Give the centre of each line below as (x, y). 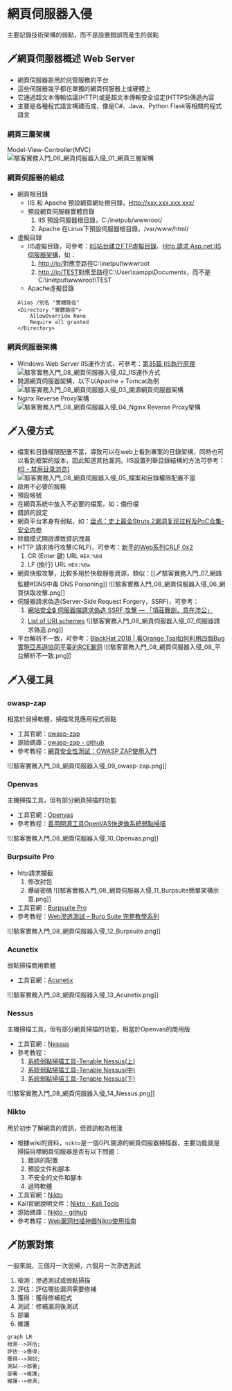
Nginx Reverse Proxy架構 (53, 398)
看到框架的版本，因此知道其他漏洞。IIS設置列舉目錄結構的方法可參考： (124, 461)
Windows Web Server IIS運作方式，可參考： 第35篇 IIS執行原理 (106, 363)
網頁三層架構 (29, 134)
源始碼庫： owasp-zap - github (61, 743)
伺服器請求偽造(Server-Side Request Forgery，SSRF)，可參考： (108, 602)
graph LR (20, 1337)
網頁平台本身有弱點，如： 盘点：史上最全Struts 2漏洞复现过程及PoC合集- (121, 521)
